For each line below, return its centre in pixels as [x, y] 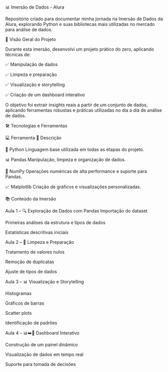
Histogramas [18, 293]
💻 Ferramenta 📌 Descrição [33, 138]
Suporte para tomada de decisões [41, 364]
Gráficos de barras [25, 303]
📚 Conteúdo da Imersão [31, 199]
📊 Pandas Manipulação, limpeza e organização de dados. [66, 159]
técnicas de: [18, 54]
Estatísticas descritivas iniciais [37, 232]
